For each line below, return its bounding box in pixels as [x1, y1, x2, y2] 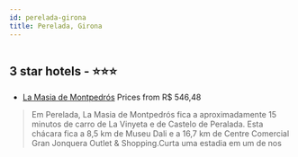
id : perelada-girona [9, 13, 87, 22]
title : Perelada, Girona [9, 22, 103, 31]
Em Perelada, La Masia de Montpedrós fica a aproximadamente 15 [31, 109, 277, 120]
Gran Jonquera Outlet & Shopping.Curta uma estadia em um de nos [31, 138, 282, 149]
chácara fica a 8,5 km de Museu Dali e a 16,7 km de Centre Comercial [31, 128, 290, 139]
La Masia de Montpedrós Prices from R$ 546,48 [22, 92, 202, 103]
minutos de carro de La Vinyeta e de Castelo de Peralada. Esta [31, 118, 264, 130]
